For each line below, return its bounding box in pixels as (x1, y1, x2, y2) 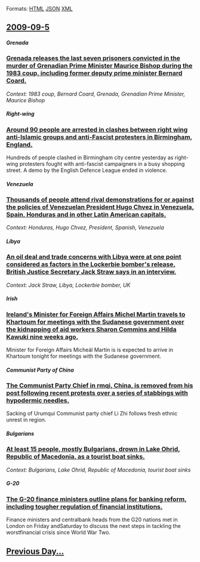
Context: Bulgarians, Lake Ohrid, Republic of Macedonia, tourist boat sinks (6, 466, 191, 473)
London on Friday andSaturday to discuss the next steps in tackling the (6, 522, 181, 530)
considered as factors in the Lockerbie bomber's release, (6, 260, 176, 269)
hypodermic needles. (6, 396, 70, 405)
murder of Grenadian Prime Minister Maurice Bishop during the (6, 62, 193, 70)
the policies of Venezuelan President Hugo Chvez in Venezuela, (6, 203, 195, 211)
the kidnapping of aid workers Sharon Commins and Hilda (6, 325, 177, 333)
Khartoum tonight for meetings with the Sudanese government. (6, 353, 162, 360)
